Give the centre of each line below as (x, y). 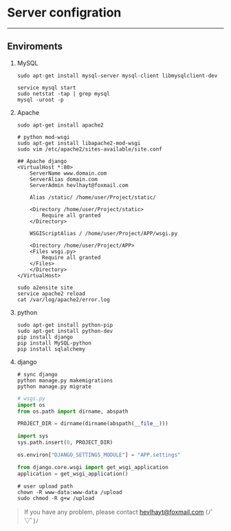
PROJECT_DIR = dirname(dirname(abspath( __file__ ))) (92, 424)
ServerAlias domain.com (64, 179)
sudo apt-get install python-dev (65, 331)
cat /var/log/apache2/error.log (63, 300)
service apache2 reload (51, 294)
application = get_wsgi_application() (73, 474)
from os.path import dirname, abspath (73, 411)
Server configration (64, 13)
